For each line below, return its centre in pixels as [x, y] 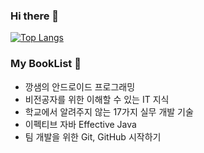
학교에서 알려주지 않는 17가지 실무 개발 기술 [109, 111]
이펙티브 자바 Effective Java [80, 124]
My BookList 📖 [46, 64]
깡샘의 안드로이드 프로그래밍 [80, 86]
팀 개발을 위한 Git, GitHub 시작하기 [93, 136]
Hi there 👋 [35, 16]
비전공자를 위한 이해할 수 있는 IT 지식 [97, 99]
